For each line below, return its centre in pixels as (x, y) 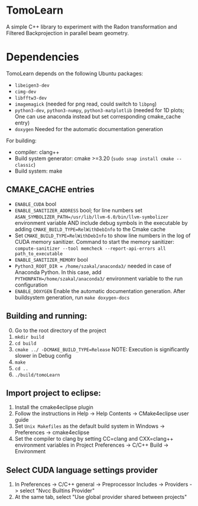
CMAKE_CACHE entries (50, 190)
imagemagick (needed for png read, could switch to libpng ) (86, 104)
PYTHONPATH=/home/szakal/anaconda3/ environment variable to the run (99, 278)
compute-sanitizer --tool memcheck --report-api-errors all (90, 249)
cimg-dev (25, 92)
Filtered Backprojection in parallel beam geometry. (67, 33)
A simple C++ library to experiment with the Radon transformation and (92, 27)
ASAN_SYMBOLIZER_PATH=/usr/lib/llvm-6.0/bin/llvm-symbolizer (92, 217)
